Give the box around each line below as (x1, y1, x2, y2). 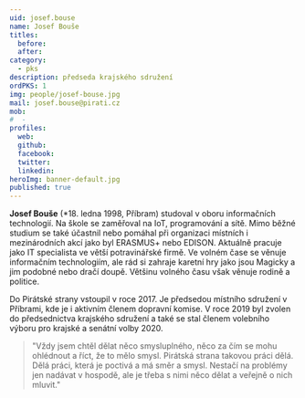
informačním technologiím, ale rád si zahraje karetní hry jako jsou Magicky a (9, 257, 296, 267)
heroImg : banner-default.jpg (9, 174, 121, 183)
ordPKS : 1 (9, 81, 47, 90)
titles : (9, 30, 39, 39)
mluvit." (31, 380, 61, 391)
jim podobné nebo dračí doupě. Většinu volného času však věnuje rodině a (9, 267, 290, 278)
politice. (9, 276, 39, 288)
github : (17, 141, 47, 150)
